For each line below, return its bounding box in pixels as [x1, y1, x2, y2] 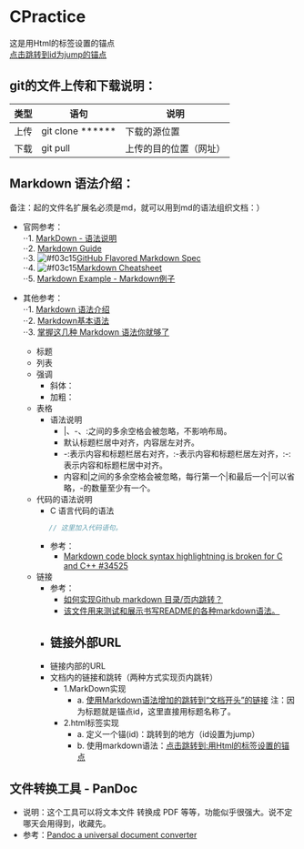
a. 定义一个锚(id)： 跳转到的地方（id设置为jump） [76, 729, 260, 740]
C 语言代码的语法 [49, 505, 115, 516]
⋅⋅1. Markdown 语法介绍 [22, 303, 111, 315]
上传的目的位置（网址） [125, 142, 226, 155]
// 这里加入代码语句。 [48, 523, 123, 532]
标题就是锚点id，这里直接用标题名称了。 [85, 706, 236, 717]
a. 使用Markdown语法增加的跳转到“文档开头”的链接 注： [76, 694, 287, 706]
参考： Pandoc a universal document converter [22, 830, 198, 841]
